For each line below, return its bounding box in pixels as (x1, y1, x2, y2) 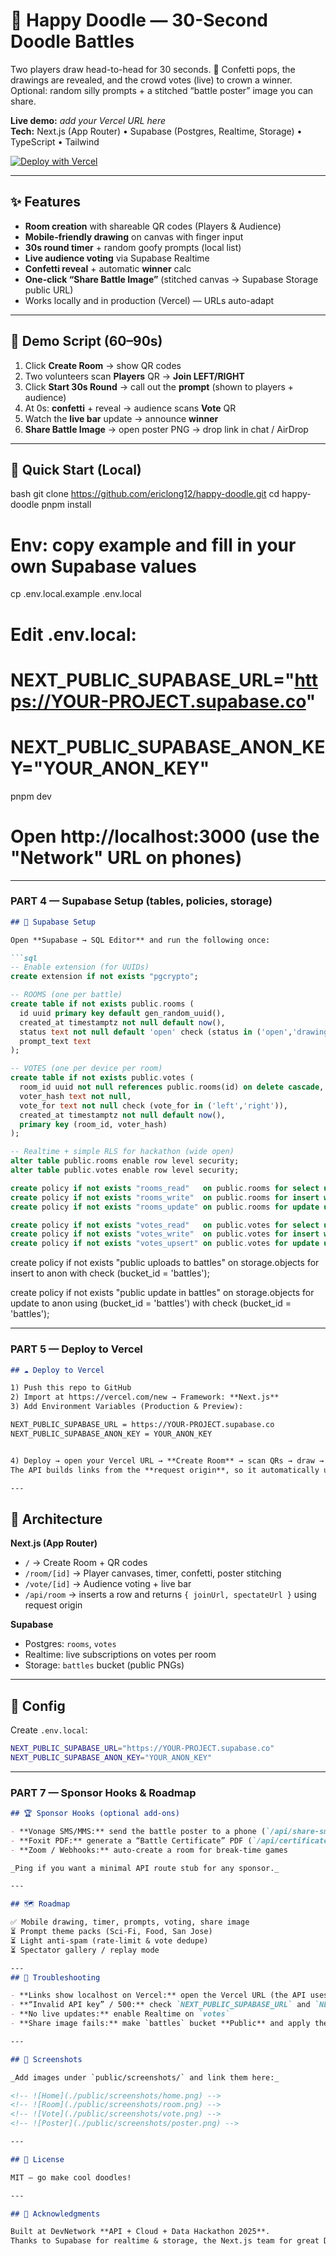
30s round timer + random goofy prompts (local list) (24, 241, 242, 253)
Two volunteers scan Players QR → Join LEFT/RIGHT (24, 370, 245, 382)
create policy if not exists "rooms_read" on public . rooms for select (10, 1183, 320, 1193)
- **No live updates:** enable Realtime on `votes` (10, 2009, 230, 2019)
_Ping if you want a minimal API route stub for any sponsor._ (10, 1863, 280, 1873)
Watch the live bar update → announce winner (24, 412, 219, 424)
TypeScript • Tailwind (10, 135, 100, 148)
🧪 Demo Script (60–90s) (10, 333, 163, 350)
